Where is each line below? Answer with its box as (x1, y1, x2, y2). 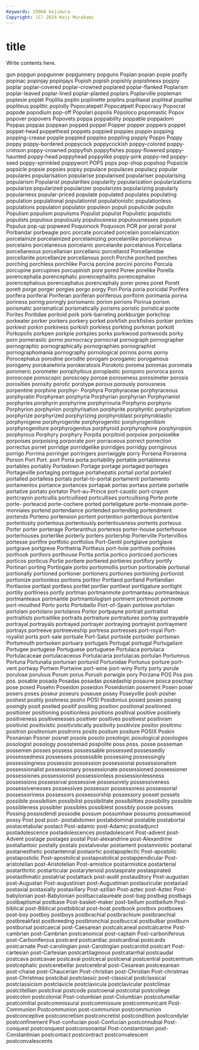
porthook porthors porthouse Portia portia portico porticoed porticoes (6, 551, 178, 558)
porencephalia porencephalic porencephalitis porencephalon (6, 273, 156, 280)
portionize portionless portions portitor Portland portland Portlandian (6, 576, 174, 583)
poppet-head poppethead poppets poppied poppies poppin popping (6, 128, 174, 135)
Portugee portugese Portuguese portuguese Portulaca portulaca (6, 646, 165, 653)
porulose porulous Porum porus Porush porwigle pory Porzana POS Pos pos (6, 671, 193, 678)
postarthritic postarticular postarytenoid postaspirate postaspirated (6, 867, 171, 874)
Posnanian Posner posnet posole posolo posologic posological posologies (6, 734, 188, 741)
